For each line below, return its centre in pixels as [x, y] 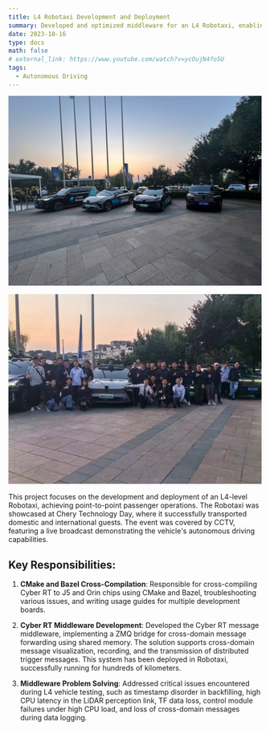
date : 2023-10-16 [37, 34]
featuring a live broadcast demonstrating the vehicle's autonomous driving [132, 531]
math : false [28, 51]
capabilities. [28, 540]
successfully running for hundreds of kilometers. [100, 667]
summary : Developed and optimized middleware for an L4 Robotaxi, [122, 25]
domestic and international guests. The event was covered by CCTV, [122, 523]
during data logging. [53, 717]
